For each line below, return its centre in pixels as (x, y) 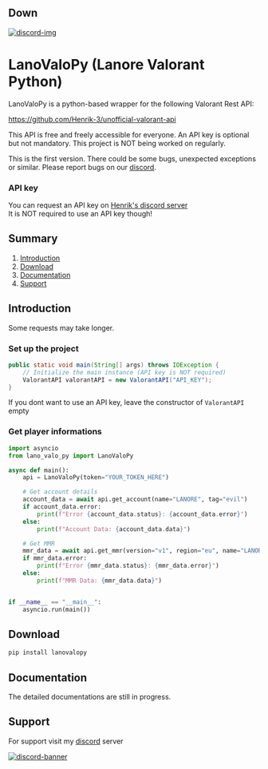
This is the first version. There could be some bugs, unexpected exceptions (132, 158)
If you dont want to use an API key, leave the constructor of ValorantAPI (126, 402)
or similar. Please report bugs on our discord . (83, 167)
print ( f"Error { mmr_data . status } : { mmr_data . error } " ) (128, 566)
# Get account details (60, 492)
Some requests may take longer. (61, 327)
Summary (33, 239)
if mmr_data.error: (55, 558)
